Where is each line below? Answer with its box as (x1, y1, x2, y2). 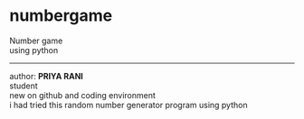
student (9, 80, 38, 91)
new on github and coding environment (9, 89, 157, 100)
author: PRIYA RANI (9, 70, 83, 81)
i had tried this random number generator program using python (9, 99, 248, 110)
